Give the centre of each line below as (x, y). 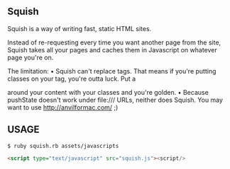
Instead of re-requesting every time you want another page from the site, (114, 42)
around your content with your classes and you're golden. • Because (108, 92)
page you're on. (31, 57)
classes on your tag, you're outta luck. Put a (72, 78)
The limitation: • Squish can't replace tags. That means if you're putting (112, 71)
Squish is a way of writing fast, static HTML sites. (80, 28)
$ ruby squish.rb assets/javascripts (63, 146)
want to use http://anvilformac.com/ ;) (63, 107)
